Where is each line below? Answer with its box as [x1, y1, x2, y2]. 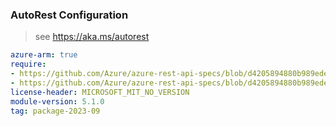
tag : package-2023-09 [10, 106, 101, 116]
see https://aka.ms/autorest [34, 31, 150, 43]
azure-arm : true [10, 50, 78, 60]
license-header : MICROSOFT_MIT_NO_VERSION [10, 87, 190, 97]
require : [10, 59, 47, 70]
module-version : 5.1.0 [10, 96, 105, 107]
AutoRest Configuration [10, 8, 129, 22]
